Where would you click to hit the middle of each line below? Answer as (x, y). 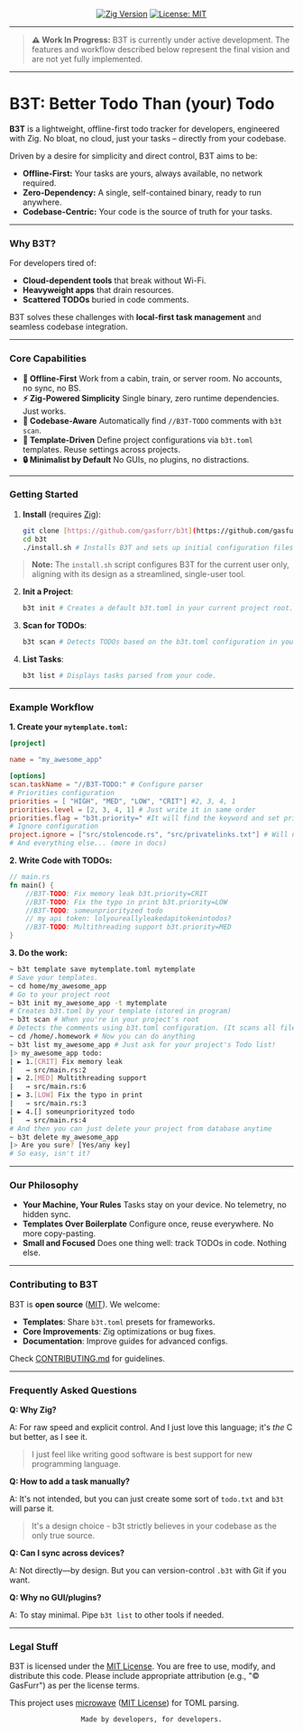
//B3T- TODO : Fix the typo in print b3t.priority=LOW (127, 902)
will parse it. (32, 1508)
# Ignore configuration (54, 826)
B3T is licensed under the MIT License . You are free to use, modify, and (142, 1666)
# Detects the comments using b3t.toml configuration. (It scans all (143, 1028)
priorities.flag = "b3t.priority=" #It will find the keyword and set (145, 818)
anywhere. (42, 202)
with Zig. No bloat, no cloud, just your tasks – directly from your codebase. (148, 138)
